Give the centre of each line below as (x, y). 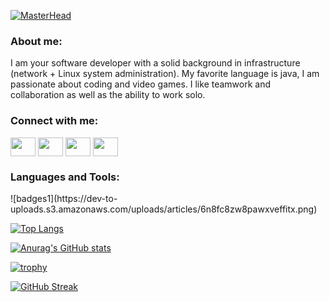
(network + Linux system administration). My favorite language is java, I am (165, 74)
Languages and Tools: (65, 177)
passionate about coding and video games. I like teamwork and (141, 84)
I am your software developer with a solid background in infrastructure (155, 63)
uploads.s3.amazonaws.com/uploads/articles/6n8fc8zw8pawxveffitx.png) (164, 209)
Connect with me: (54, 121)
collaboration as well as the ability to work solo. (108, 95)
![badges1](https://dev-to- (64, 198)
